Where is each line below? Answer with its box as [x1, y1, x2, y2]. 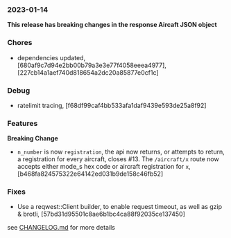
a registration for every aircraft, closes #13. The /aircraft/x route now [17, 155, 220, 163]
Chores [7, 38, 33, 48]
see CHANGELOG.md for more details [7, 223, 116, 232]
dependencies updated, [17, 53, 85, 62]
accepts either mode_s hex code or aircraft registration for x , [17, 163, 191, 171]
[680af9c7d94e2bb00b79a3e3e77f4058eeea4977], [17, 61, 166, 69]
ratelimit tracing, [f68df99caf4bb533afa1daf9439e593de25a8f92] [17, 101, 207, 109]
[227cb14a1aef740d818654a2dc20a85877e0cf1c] [17, 68, 159, 77]
